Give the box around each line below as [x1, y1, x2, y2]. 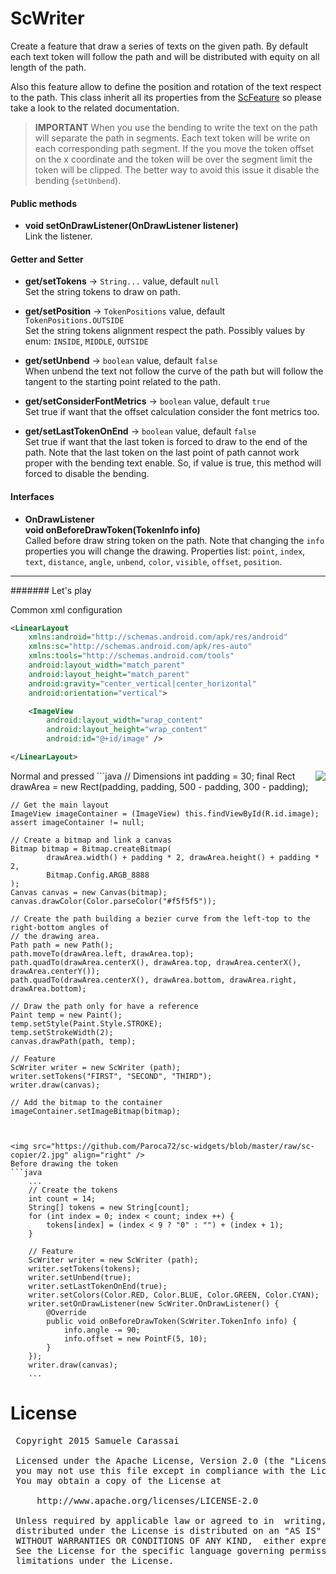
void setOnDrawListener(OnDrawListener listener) [24, 220, 239, 232]
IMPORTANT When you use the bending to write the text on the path [34, 121, 318, 133]
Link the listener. [24, 230, 93, 242]
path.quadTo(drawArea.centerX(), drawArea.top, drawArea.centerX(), [10, 957, 302, 967]
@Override [46, 1307, 87, 1317]
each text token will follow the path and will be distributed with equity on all [10, 50, 320, 62]
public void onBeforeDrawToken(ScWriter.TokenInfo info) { [46, 1316, 298, 1326]
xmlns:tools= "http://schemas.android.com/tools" [28, 651, 235, 661]
